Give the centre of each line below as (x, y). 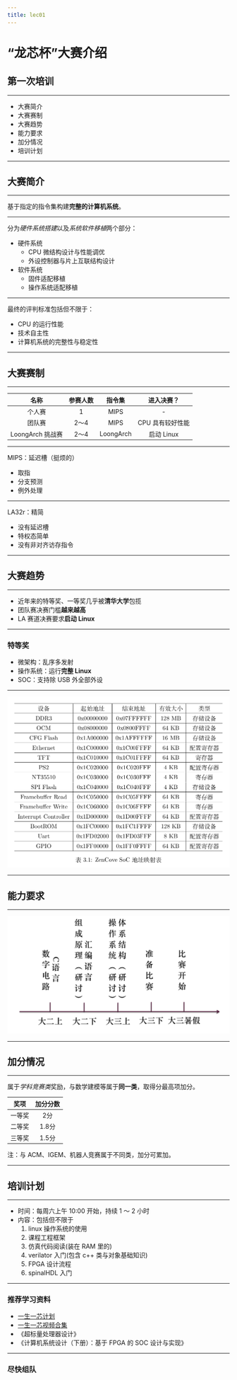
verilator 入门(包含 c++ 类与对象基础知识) (88, 1255)
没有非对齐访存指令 (45, 545)
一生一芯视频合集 (42, 1325)
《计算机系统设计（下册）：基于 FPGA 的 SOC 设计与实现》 (102, 1343)
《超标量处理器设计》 (48, 1334)
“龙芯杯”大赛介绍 (57, 53)
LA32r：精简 (26, 512)
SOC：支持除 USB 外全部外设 (60, 680)
